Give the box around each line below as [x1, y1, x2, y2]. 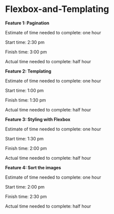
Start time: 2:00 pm [5, 184, 45, 190]
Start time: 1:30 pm [5, 135, 44, 141]
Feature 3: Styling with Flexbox [5, 116, 71, 122]
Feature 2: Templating [5, 68, 52, 74]
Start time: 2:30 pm [5, 39, 45, 45]
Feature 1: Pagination [5, 20, 50, 26]
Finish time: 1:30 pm [5, 97, 46, 103]
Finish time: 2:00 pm [5, 145, 47, 151]
